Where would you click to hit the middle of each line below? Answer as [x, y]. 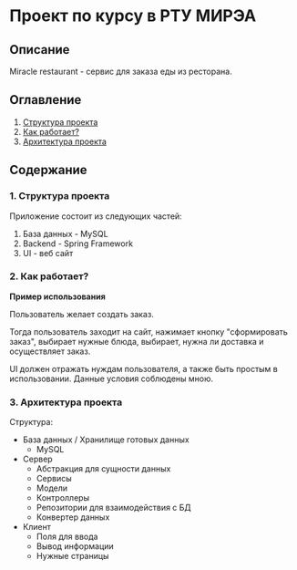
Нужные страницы [72, 556]
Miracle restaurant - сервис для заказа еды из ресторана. [121, 71]
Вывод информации [75, 546]
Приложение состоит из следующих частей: [96, 216]
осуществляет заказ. [50, 351]
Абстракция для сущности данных [103, 469]
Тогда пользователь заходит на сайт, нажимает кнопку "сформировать [149, 332]
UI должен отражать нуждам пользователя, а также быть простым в [143, 368]
